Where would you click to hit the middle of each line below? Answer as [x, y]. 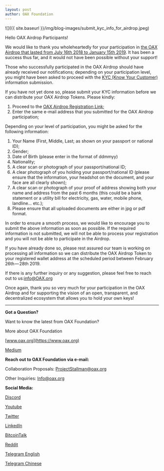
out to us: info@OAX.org [29, 278]
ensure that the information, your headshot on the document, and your [83, 177]
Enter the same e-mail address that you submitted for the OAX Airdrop [83, 112]
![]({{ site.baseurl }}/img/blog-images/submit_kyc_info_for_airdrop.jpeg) [77, 28]
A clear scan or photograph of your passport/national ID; [69, 167]
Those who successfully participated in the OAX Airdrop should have [74, 67]
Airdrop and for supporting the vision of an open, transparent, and [72, 293]
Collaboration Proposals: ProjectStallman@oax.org [56, 369]
